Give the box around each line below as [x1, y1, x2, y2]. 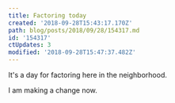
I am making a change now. [8, 86, 97, 95]
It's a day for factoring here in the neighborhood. [8, 71, 168, 79]
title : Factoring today [8, 11, 87, 20]
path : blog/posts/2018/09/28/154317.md [8, 26, 140, 34]
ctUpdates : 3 [8, 41, 51, 49]
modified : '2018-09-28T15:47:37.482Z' [8, 48, 136, 56]
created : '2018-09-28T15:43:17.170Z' [8, 19, 133, 27]
